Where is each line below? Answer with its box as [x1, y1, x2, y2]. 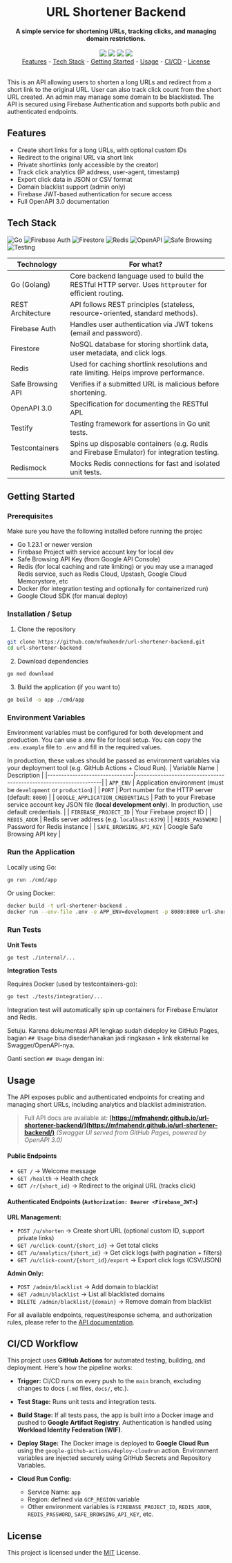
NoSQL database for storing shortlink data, [70, 339, 209, 349]
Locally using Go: [7, 863, 57, 871]
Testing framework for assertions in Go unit [70, 419, 211, 429]
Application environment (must [135, 778, 224, 787]
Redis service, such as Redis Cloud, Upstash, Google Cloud [17, 570, 187, 578]
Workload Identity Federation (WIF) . [17, 1425, 123, 1434]
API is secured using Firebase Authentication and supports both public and [7, 100, 220, 108]
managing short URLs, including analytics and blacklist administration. [7, 1101, 207, 1109]
